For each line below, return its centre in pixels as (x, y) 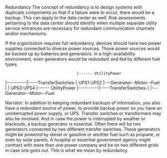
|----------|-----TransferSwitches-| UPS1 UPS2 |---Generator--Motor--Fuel (83, 82)
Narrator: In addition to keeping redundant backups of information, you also (83, 103)
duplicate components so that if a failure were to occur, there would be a (80, 12)
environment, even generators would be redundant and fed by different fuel (83, 59)
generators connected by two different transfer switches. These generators (83, 129)
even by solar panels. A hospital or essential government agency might (78, 140)
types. (12, 64)
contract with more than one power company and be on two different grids (82, 145)
